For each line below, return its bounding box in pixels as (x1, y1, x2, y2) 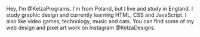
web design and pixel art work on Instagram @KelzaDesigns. (6, 24, 156, 31)
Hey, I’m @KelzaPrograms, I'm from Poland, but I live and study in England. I (6, 5, 193, 12)
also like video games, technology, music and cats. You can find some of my (6, 18, 194, 24)
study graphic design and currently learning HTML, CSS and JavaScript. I (6, 11, 187, 18)
